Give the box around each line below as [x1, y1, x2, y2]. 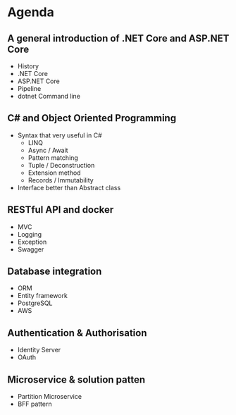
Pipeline [17, 85, 42, 92]
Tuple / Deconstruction [27, 161, 95, 169]
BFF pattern [17, 399, 52, 409]
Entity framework [17, 292, 68, 300]
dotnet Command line [17, 92, 81, 100]
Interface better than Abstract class [17, 183, 121, 192]
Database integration [7, 266, 102, 278]
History [17, 62, 39, 70]
